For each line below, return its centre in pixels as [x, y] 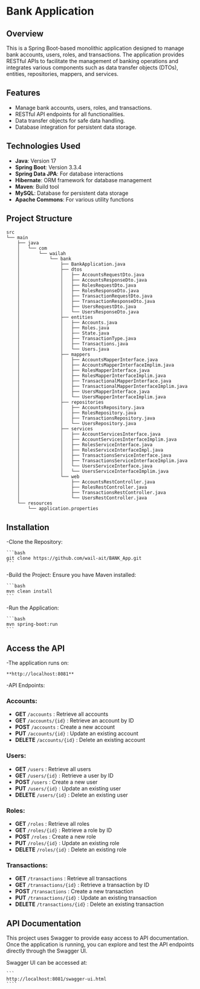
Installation [28, 527]
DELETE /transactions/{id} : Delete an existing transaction [89, 904]
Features [23, 93]
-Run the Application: [33, 608]
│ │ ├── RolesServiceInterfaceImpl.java [90, 450]
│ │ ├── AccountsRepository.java [81, 408]
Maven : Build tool [37, 186]
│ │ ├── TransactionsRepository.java [86, 418]
